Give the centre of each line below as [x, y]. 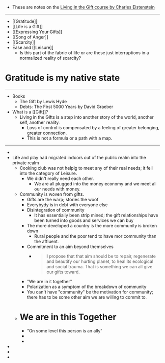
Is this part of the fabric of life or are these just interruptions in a [84, 53]
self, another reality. [40, 122]
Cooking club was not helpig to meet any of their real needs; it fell [86, 168]
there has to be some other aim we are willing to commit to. [87, 297]
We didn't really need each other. [60, 178]
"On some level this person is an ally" [65, 330]
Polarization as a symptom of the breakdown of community [87, 287]
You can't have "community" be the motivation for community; [90, 292]
